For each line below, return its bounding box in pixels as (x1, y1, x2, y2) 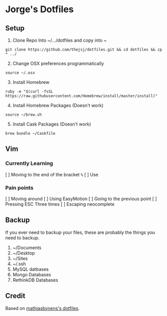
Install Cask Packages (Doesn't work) (12, 121, 91, 127)
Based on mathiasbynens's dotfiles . (5, 305, 80, 311)
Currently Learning (5, 160, 53, 167)
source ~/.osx (5, 70, 36, 75)
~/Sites (12, 255, 28, 261)
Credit (5, 292, 25, 300)
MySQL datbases (12, 266, 49, 272)
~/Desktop (12, 250, 35, 256)
